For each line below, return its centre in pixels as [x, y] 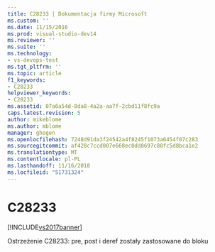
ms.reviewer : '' [31, 40]
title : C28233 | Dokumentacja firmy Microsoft [77, 14]
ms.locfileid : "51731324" [45, 172]
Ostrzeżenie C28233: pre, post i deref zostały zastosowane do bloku [108, 241]
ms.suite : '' [27, 47]
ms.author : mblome [34, 126]
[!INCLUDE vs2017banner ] [45, 227]
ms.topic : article [34, 73]
